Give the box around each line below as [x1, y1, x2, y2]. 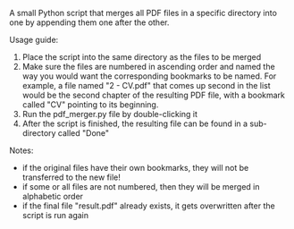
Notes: [9, 145, 34, 156]
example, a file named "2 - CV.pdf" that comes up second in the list [21, 81, 271, 90]
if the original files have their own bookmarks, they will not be [21, 163, 249, 173]
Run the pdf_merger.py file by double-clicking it [21, 109, 198, 119]
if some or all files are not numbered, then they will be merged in [21, 182, 260, 191]
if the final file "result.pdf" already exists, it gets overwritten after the [21, 200, 275, 211]
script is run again [21, 210, 89, 220]
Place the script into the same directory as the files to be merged [21, 52, 262, 62]
